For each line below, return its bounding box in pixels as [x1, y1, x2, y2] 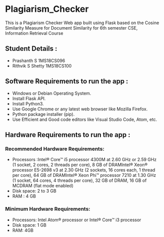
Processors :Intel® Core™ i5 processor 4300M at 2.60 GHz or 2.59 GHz [12, 157, 157, 163]
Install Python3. [12, 101, 44, 106]
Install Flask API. [12, 95, 46, 102]
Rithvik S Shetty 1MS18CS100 [12, 63, 72, 68]
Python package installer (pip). [12, 111, 75, 117]
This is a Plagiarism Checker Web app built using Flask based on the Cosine [5, 20, 159, 26]
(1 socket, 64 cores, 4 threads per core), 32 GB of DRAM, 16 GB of [12, 177, 147, 183]
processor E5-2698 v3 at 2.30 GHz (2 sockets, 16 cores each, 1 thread [12, 167, 156, 173]
